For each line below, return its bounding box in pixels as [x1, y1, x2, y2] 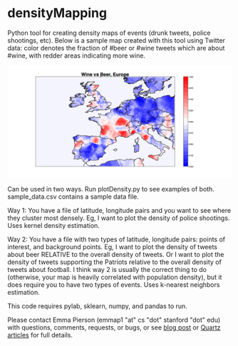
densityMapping [7, 5, 108, 21]
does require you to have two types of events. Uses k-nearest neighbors [7, 280, 220, 289]
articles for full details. [7, 330, 73, 339]
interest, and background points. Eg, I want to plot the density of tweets [7, 242, 217, 251]
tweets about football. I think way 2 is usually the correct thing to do [7, 265, 207, 273]
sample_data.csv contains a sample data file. [7, 192, 139, 201]
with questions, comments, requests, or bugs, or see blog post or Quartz [7, 323, 221, 332]
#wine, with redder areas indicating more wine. [7, 51, 146, 60]
